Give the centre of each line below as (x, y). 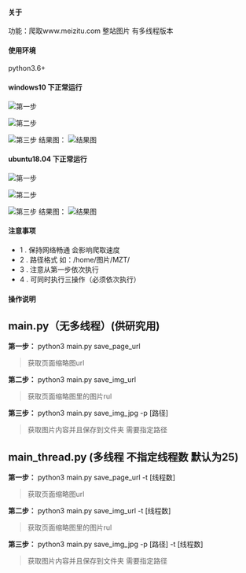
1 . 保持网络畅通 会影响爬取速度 (70, 250)
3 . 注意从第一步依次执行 (59, 270)
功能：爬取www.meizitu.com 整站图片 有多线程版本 (91, 31)
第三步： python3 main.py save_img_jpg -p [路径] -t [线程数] (106, 544)
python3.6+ (27, 68)
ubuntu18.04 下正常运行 (48, 159)
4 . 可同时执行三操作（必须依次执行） (80, 280)
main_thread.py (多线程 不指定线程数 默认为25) (123, 457)
